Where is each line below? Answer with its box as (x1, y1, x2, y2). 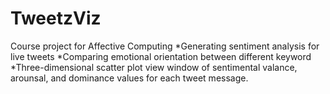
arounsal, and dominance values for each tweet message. (10, 72, 249, 84)
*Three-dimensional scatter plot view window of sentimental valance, (10, 61, 298, 73)
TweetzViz (10, 7, 102, 30)
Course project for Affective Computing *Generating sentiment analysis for (10, 40, 320, 52)
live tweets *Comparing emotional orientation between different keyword (10, 50, 312, 62)
